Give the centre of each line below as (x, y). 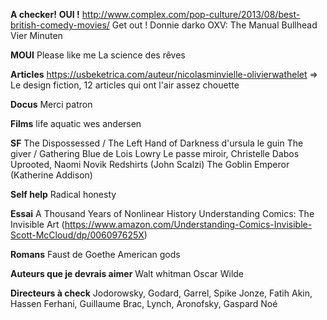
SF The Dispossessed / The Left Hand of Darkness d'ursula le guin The (157, 143)
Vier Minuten (36, 35)
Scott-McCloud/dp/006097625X (77, 235)
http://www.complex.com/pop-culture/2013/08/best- (191, 14)
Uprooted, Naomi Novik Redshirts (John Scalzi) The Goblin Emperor (150, 164)
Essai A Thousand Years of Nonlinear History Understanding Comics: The (162, 213)
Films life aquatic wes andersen (76, 123)
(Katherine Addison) (51, 175)
